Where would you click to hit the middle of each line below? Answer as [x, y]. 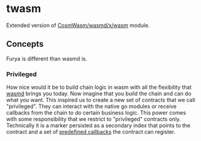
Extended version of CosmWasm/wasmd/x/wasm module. [78, 25]
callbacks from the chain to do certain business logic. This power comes [96, 113]
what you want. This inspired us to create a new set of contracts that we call [101, 100]
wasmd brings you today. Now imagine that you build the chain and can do [99, 94]
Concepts [25, 44]
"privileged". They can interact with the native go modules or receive [91, 106]
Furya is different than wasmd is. [47, 58]
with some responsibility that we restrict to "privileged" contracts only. [94, 119]
